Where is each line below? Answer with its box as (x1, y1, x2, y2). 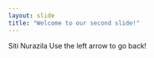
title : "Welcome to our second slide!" (8, 19, 141, 27)
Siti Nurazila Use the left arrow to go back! (8, 41, 147, 50)
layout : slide (8, 11, 56, 20)
